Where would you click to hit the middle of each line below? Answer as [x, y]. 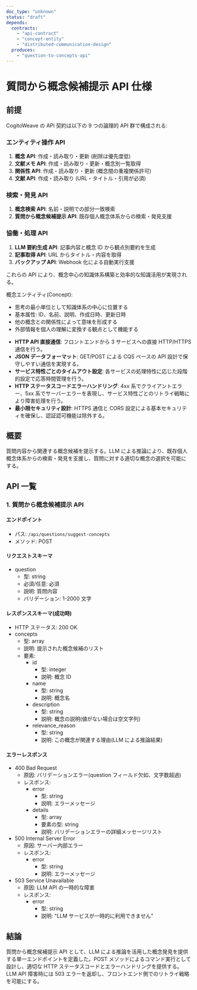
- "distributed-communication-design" [64, 45]
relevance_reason [54, 726]
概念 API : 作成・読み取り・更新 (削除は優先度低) [73, 156]
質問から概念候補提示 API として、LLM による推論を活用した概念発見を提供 [97, 952]
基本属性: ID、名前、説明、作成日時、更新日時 [70, 314]
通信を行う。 [30, 349]
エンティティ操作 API [36, 142]
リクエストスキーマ [29, 556]
